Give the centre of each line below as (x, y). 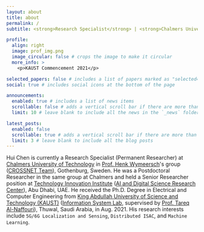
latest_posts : (24, 123)
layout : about (24, 12)
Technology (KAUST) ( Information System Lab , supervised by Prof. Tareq (98, 203)
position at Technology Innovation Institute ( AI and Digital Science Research (101, 183)
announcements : (25, 96)
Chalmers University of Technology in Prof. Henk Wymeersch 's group (93, 164)
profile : (17, 40)
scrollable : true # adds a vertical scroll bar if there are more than (104, 135)
